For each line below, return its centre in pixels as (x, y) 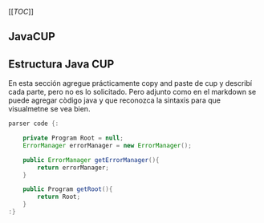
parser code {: (34, 124)
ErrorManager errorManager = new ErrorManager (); (108, 145)
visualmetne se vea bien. (49, 109)
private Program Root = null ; (73, 138)
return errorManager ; (73, 168)
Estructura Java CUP (61, 64)
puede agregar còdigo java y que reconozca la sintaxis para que (114, 100)
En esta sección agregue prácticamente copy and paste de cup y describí (130, 83)
